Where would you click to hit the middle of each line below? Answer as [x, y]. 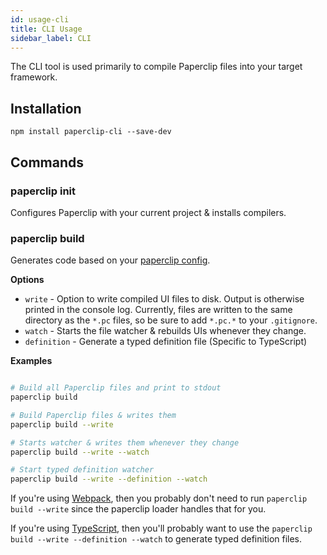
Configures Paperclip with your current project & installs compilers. [148, 212]
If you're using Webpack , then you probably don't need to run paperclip [159, 498]
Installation [46, 108]
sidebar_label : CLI [51, 38]
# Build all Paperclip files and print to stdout [116, 388]
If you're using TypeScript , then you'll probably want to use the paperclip [161, 528]
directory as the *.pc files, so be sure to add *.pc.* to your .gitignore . [171, 320]
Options [27, 280]
